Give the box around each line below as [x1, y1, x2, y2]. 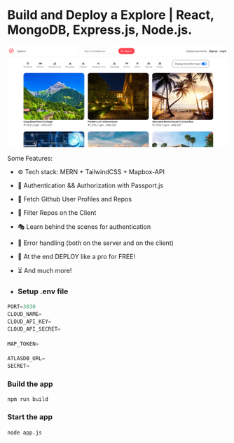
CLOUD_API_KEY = [7, 318, 52, 326]
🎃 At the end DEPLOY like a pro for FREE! [17, 252, 135, 260]
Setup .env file [17, 286, 69, 296]
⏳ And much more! [17, 266, 72, 275]
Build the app [7, 379, 54, 389]
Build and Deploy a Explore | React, [7, 7, 214, 23]
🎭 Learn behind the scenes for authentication [17, 222, 151, 231]
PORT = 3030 [7, 303, 36, 310]
